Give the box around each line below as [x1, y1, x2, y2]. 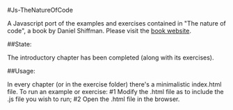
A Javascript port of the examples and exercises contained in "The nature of [7, 19, 226, 27]
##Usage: [7, 67, 36, 75]
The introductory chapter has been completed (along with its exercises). [7, 53, 214, 62]
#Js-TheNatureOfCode [7, 6, 73, 14]
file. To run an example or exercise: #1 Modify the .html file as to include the [7, 88, 224, 95]
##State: [7, 40, 32, 48]
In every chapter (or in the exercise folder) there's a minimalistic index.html [7, 80, 222, 89]
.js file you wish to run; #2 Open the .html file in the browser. [7, 95, 180, 103]
